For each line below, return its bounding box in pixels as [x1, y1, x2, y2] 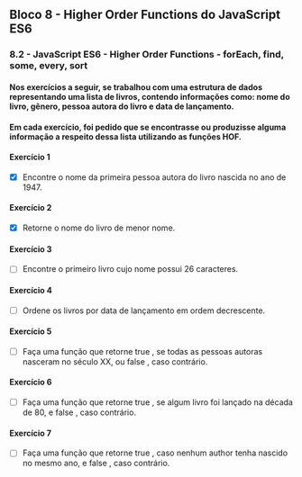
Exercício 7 [9, 427, 52, 438]
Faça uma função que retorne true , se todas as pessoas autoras [22, 346, 263, 356]
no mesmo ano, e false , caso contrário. [22, 458, 170, 469]
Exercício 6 [9, 377, 52, 388]
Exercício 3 [9, 243, 52, 255]
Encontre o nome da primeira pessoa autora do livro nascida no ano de [22, 171, 287, 183]
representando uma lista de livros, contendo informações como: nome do [9, 91, 290, 102]
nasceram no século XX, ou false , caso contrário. [22, 355, 208, 367]
